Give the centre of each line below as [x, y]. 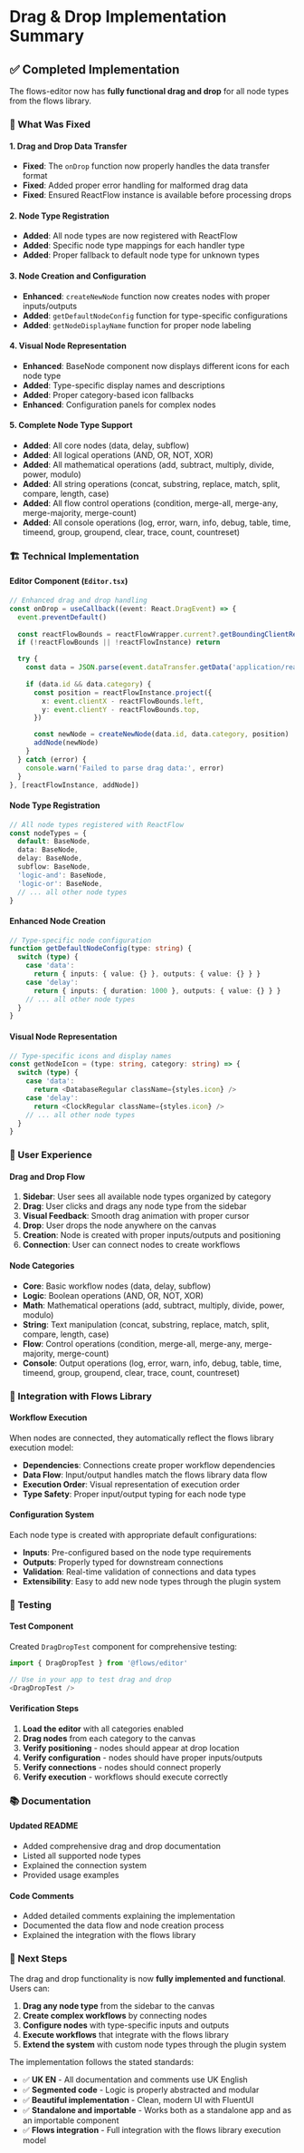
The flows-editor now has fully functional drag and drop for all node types [149, 91]
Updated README [44, 1826]
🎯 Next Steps [38, 1959]
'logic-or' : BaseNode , [60, 883]
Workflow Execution [48, 1417]
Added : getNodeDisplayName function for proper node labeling [137, 325]
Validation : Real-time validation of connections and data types [139, 1572]
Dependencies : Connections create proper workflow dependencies [149, 1465]
